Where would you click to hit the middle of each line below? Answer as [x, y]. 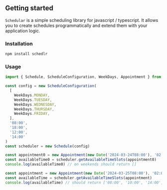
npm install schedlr [27, 54]
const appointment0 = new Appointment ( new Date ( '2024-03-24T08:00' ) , [79, 155]
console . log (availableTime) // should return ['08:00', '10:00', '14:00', [84, 183]
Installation [19, 43]
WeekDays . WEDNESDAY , [35, 104]
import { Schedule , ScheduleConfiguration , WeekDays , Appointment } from [83, 77]
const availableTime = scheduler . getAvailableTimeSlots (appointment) [79, 178]
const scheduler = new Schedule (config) [48, 146]
